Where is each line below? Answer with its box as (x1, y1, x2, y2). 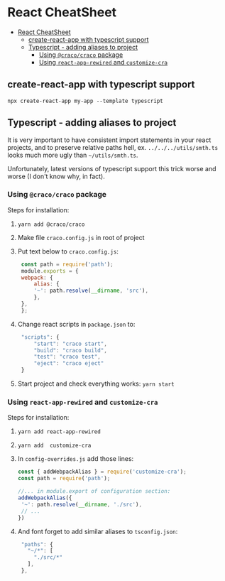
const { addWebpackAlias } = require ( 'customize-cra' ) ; (17, 468, 187, 476)
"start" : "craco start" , (33, 340, 108, 347)
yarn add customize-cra (17, 442, 92, 450)
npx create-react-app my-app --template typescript (7, 97, 163, 104)
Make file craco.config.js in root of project (17, 233, 145, 241)
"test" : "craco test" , (33, 353, 101, 361)
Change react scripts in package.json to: (17, 320, 136, 328)
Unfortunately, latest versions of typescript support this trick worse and (7, 164, 216, 173)
